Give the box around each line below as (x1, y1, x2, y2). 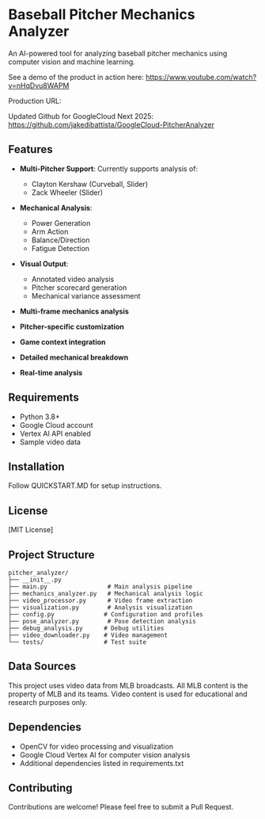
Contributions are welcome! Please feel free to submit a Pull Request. (8, 802, 234, 812)
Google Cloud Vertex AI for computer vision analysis (19, 750, 191, 760)
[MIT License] (8, 525, 54, 535)
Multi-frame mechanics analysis (19, 307, 129, 316)
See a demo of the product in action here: (8, 72, 144, 82)
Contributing (8, 782, 73, 795)
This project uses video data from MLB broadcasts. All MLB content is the (8, 680, 248, 690)
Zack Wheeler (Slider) (31, 188, 104, 197)
